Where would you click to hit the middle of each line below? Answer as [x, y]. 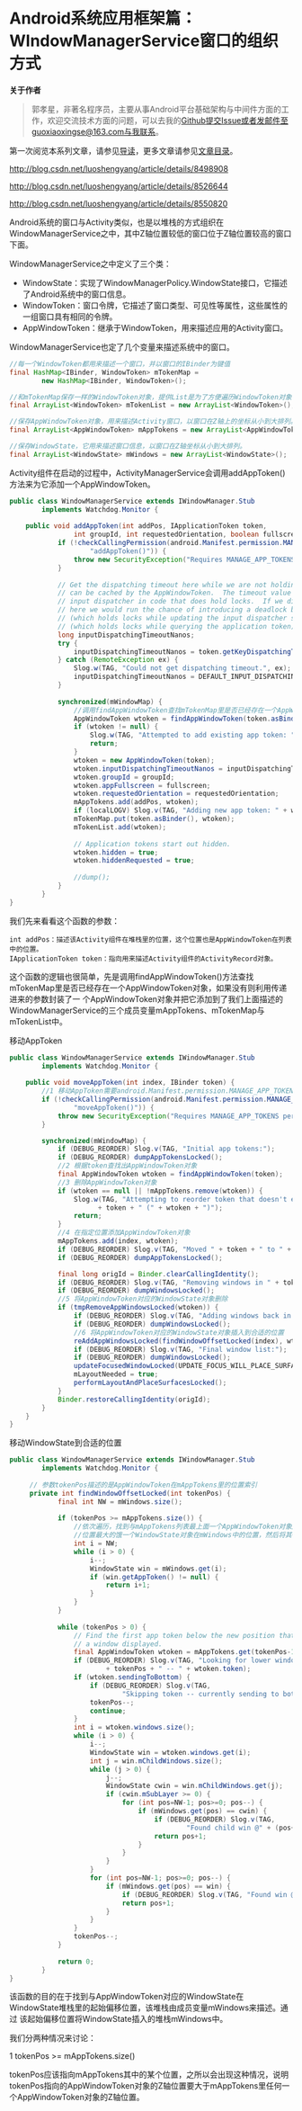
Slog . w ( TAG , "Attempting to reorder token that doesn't [180, 1199]
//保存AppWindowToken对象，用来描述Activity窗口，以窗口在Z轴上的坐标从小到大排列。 [153, 422]
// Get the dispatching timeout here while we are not [162, 585]
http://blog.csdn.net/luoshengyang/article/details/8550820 [119, 203]
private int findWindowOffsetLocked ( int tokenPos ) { [130, 1493]
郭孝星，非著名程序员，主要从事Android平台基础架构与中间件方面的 [156, 109]
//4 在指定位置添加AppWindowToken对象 [124, 1233]
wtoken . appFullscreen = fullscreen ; [142, 785]
